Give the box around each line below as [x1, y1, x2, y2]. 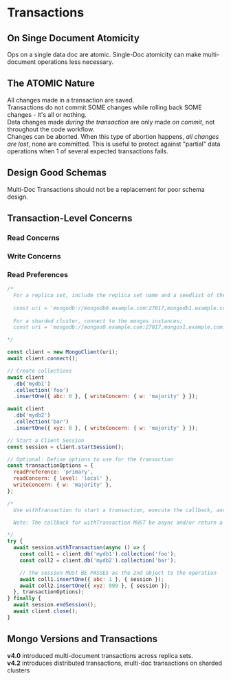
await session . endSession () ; [13, 602, 97, 608]
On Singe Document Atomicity [7, 32, 140, 44]
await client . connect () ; [7, 355, 78, 362]
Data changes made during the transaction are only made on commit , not [7, 118, 215, 126]
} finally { [7, 595, 41, 602]
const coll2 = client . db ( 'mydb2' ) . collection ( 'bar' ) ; [19, 557, 177, 564]
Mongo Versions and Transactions [7, 633, 158, 645]
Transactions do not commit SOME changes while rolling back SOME [7, 103, 202, 111]
